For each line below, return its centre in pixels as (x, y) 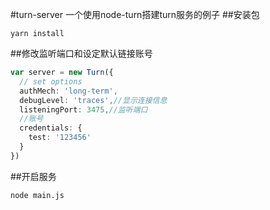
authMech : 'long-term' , (68, 91)
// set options (51, 81)
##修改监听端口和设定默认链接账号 (81, 53)
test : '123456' (60, 138)
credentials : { (51, 128)
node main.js (37, 195)
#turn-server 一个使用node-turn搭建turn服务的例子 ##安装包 (135, 14)
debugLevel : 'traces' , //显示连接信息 (93, 100)
